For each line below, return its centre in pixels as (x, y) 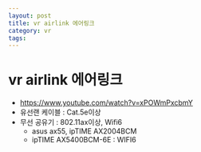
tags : (17, 38)
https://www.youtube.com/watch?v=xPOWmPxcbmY (106, 103)
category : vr (30, 30)
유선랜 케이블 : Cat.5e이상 (60, 112)
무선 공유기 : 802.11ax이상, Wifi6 (71, 122)
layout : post (30, 16)
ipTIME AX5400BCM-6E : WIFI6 (84, 140)
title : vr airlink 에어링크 (51, 23)
